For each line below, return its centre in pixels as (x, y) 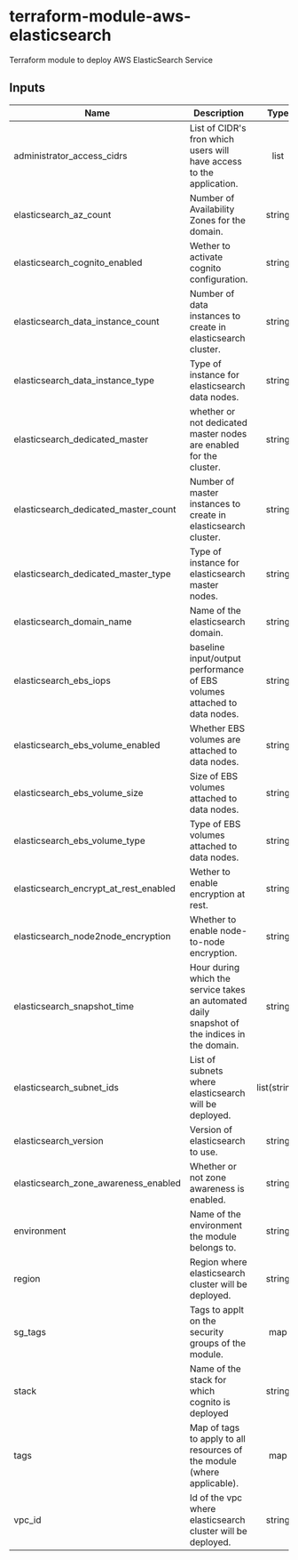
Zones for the (217, 220)
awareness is (217, 1188)
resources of (216, 1450)
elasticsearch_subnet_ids (67, 1087)
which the (210, 978)
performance (217, 669)
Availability (212, 209)
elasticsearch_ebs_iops (62, 680)
